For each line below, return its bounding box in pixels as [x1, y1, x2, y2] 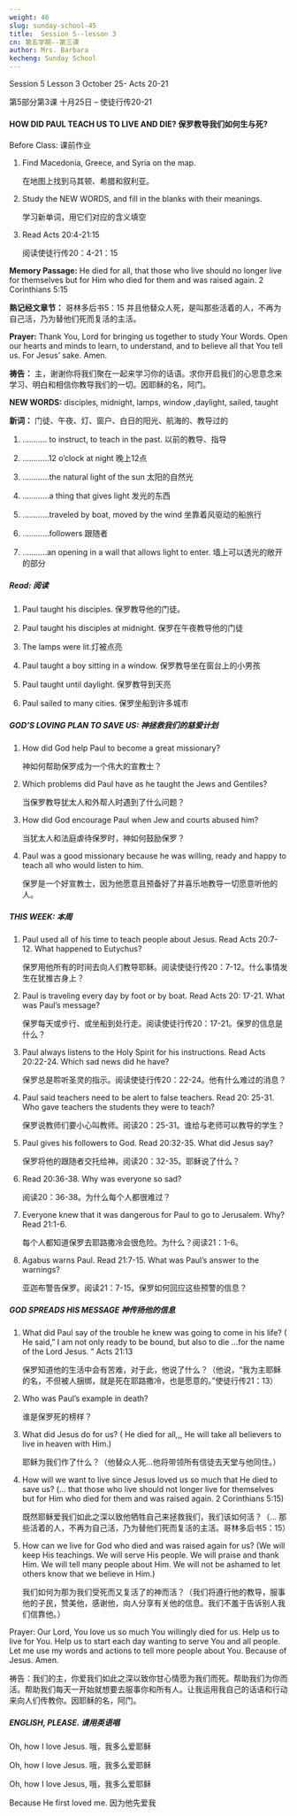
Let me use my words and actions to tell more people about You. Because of [9, 1645, 287, 1656]
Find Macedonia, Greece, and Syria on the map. [21, 158, 196, 168]
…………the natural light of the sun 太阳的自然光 [21, 472, 194, 482]
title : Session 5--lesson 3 [9, 29, 117, 38]
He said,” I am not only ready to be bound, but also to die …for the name [21, 1337, 286, 1348]
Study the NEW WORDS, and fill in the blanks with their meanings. [21, 194, 263, 204]
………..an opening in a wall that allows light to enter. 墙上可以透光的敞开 [21, 547, 283, 558]
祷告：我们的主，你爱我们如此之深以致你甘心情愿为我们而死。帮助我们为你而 [9, 1674, 288, 1684]
